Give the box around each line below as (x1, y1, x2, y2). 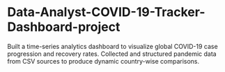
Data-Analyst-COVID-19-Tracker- (7, 4, 205, 20)
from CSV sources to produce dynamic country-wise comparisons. (7, 57, 200, 65)
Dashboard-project (7, 19, 121, 35)
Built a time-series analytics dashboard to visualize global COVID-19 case (7, 42, 218, 50)
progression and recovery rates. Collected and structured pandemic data (7, 50, 217, 58)
